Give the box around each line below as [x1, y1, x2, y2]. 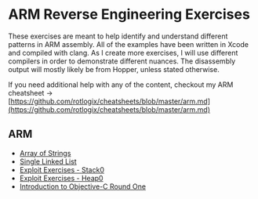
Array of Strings [19, 148, 71, 157]
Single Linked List [19, 157, 77, 166]
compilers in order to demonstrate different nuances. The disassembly [8, 56, 236, 66]
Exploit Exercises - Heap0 [19, 173, 104, 183]
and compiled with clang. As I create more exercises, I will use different [8, 48, 238, 57]
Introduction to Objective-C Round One [19, 182, 147, 191]
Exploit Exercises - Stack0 [19, 165, 104, 174]
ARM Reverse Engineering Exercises [8, 5, 251, 24]
